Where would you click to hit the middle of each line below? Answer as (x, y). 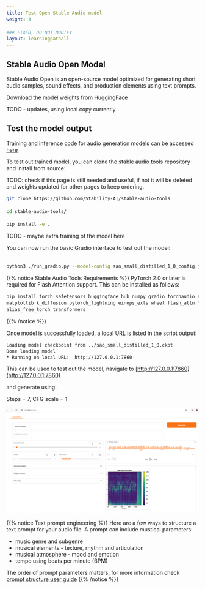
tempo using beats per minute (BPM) (61, 561)
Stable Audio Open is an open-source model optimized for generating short (101, 79)
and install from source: (36, 168)
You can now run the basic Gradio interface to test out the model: (88, 248)
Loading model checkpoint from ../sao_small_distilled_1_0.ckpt (90, 345)
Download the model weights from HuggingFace (67, 97)
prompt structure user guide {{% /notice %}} (63, 579)
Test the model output (49, 129)
